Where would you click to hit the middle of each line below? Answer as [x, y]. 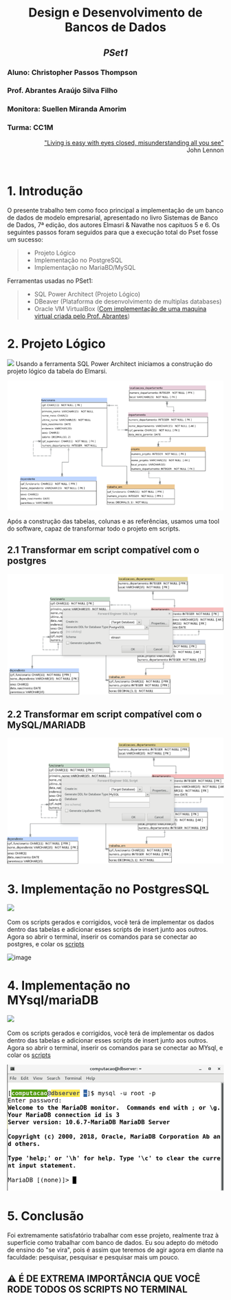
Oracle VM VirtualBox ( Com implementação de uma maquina [120, 308]
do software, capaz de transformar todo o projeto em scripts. [94, 529]
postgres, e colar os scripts [46, 944]
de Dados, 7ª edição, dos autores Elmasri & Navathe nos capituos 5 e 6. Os [113, 224]
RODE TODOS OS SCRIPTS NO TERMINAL [97, 1289]
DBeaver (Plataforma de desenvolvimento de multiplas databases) [128, 301]
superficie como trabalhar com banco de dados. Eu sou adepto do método [113, 1242]
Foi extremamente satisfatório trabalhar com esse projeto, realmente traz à [113, 1235]
